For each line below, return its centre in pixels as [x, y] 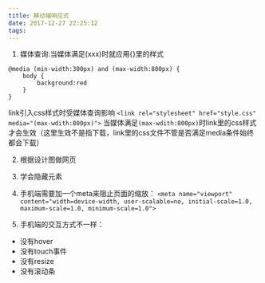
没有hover [36, 242]
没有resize [37, 261]
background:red [62, 83]
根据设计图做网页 [48, 159]
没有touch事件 [44, 251]
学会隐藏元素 [41, 177]
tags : [17, 30]
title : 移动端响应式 [39, 16]
